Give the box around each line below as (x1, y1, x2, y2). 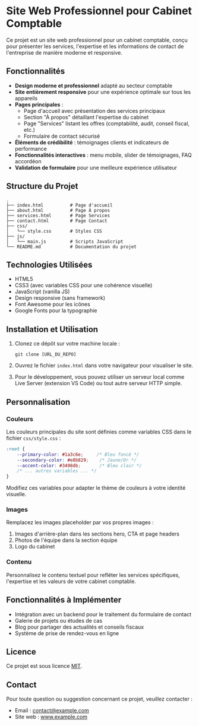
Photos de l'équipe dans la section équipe (14, 537, 118, 544)
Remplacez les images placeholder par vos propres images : (6, 519, 154, 526)
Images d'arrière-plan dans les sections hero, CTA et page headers (14, 530, 180, 538)
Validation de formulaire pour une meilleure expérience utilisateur (14, 164, 177, 171)
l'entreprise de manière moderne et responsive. (6, 49, 123, 56)
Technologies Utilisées (6, 259, 93, 270)
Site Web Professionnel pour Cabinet (6, 4, 192, 18)
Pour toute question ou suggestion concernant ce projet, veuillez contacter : (6, 696, 193, 703)
